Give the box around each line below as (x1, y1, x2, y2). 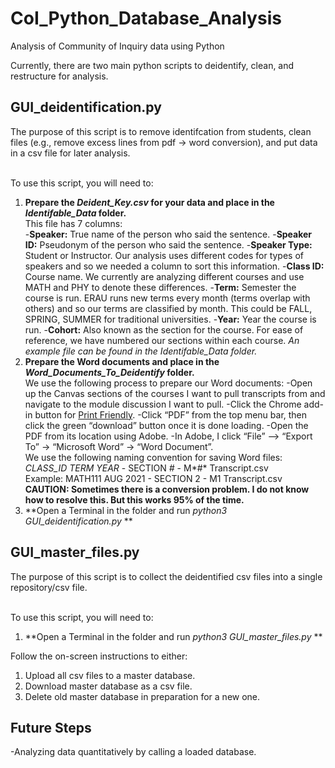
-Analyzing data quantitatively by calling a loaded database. (10, 746, 257, 758)
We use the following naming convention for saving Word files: (24, 451, 283, 463)
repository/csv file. (10, 581, 88, 593)
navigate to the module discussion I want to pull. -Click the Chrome (24, 398, 302, 410)
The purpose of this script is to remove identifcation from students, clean (10, 125, 312, 137)
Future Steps (10, 719, 92, 736)
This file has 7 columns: (24, 217, 123, 229)
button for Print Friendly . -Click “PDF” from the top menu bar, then (34, 408, 308, 421)
